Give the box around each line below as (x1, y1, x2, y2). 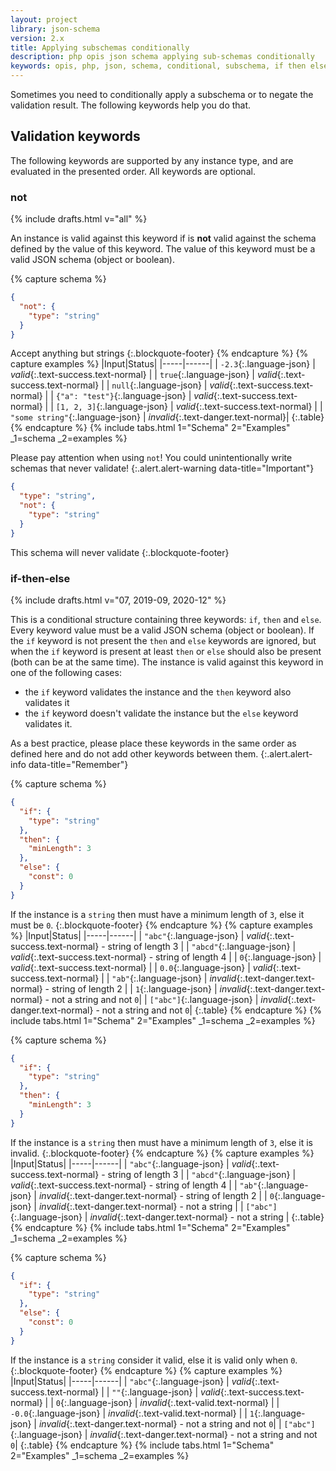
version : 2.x (10, 33, 65, 43)
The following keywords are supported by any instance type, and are (10, 154, 294, 166)
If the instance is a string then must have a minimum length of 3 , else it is (10, 1136, 313, 1148)
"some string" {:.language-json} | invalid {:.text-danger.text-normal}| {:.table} (10, 411, 325, 423)
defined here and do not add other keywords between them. (10, 748, 259, 760)
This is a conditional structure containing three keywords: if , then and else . (10, 614, 322, 626)
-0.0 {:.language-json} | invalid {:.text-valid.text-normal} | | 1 (10, 1407, 255, 1419)
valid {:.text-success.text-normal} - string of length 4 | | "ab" (10, 1179, 258, 1191)
